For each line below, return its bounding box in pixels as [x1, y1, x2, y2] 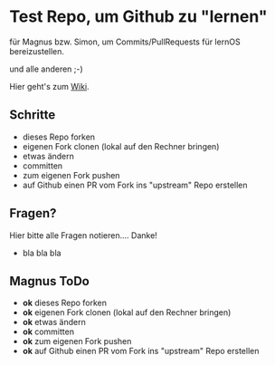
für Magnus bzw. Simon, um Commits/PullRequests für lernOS [9, 36, 242, 47]
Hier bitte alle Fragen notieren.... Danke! [9, 229, 158, 241]
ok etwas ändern [22, 317, 86, 328]
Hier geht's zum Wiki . [9, 81, 90, 91]
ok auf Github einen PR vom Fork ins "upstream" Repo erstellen [22, 346, 260, 357]
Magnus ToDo [9, 274, 90, 289]
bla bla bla [22, 247, 62, 258]
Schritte [9, 107, 56, 123]
